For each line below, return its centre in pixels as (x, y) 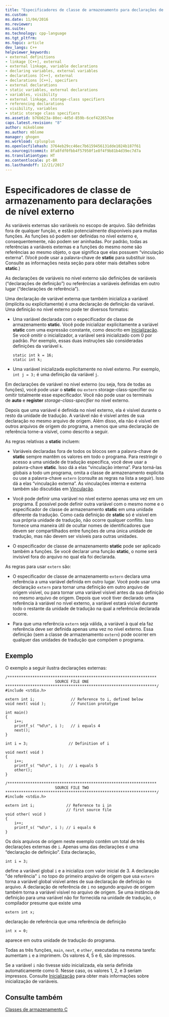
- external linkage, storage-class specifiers (55, 99)
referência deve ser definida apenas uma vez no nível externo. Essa (83, 629)
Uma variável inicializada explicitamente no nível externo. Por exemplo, (86, 369)
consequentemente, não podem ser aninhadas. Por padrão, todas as (76, 242)
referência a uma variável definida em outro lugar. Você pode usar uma (86, 582)
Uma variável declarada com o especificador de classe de (73, 319)
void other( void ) (26, 814)
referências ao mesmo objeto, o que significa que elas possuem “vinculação (84, 252)
